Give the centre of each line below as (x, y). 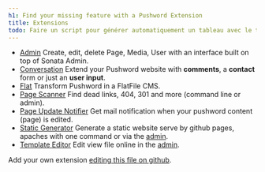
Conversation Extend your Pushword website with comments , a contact (137, 69)
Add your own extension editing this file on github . (90, 160)
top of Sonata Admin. (54, 61)
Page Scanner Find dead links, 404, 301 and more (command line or (130, 95)
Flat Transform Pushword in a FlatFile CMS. (90, 86)
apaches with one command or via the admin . (93, 136)
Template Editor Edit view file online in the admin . (99, 145)
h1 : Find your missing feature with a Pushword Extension (105, 15)
